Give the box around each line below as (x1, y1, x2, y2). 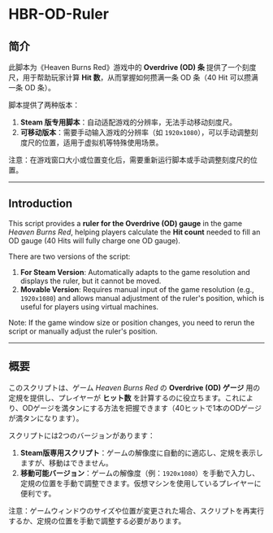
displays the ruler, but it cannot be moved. (19, 276, 162, 286)
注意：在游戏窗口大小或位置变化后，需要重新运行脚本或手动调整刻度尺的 (8, 155, 250, 164)
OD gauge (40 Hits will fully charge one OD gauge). (8, 235, 181, 245)
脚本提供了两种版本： (8, 100, 80, 110)
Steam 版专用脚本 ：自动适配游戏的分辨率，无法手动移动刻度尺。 (19, 117, 237, 127)
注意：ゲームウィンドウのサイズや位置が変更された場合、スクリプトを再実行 (8, 505, 265, 515)
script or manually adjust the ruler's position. (8, 326, 158, 336)
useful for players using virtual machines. (19, 302, 159, 312)
